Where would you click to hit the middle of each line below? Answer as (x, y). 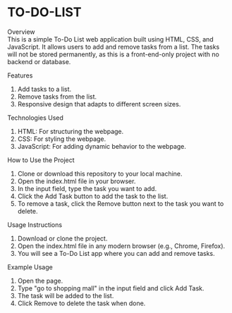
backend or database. (39, 61)
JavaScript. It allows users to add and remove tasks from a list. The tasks (114, 47)
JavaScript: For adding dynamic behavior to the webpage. (102, 146)
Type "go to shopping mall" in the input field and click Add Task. (111, 288)
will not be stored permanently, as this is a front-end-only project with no (114, 54)
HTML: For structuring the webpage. (71, 131)
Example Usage (30, 267)
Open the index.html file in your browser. (77, 181)
